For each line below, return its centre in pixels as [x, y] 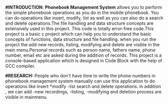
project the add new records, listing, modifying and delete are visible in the [82, 44]
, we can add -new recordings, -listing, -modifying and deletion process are [83, 92]
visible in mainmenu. [26, 97]
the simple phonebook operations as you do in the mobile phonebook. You [82, 13]
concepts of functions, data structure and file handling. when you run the [81, 39]
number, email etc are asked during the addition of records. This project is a [83, 55]
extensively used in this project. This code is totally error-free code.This [79, 29]
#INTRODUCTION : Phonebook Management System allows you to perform [83, 7]
